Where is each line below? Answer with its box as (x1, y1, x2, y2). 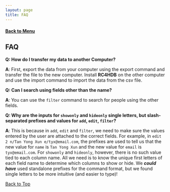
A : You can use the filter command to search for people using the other (5, 97, 159, 103)
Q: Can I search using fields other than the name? (5, 87, 112, 93)
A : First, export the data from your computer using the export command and (5, 66, 165, 72)
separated (5, 117, 28, 124)
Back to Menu (5, 28, 35, 34)
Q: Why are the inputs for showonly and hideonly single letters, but (5, 112, 147, 118)
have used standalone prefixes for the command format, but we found (5, 165, 153, 172)
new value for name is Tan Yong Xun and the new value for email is (5, 143, 142, 150)
